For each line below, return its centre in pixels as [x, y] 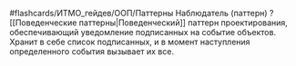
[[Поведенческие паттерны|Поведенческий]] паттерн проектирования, [149, 23]
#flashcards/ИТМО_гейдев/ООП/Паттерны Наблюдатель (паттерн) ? [142, 13]
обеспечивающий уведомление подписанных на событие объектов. [143, 32]
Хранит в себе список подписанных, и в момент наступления [130, 42]
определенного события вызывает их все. [92, 52]
